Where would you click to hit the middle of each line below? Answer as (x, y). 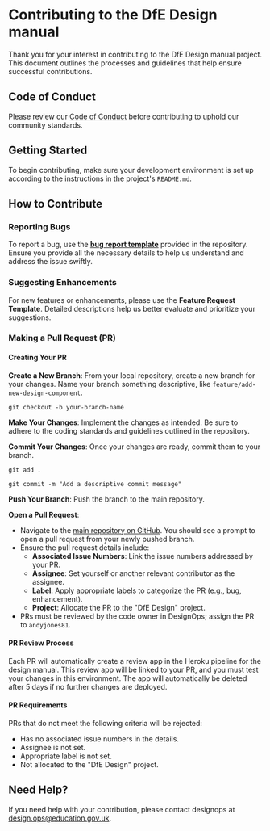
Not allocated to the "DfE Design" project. (89, 765)
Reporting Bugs (39, 226)
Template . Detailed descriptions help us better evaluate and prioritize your (132, 308)
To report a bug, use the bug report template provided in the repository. (128, 245)
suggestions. (30, 317)
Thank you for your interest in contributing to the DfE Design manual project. (135, 54)
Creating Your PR (37, 358)
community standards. (46, 125)
